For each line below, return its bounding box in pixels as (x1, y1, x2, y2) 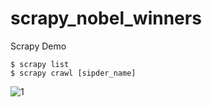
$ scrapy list (10, 59, 70, 69)
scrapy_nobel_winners (10, 7, 202, 30)
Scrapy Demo (10, 40, 67, 52)
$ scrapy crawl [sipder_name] (10, 68, 137, 78)
